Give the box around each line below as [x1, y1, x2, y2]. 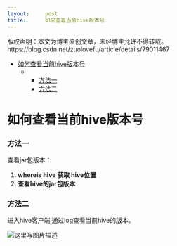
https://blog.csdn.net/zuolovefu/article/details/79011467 [7, 45, 170, 53]
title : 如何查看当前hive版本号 [7, 17, 105, 24]
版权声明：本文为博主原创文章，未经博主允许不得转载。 [7, 37, 167, 46]
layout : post [7, 10, 58, 18]
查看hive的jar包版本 [17, 179, 76, 188]
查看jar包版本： [7, 155, 52, 164]
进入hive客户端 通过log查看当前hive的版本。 [7, 216, 135, 225]
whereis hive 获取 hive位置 [17, 170, 97, 179]
